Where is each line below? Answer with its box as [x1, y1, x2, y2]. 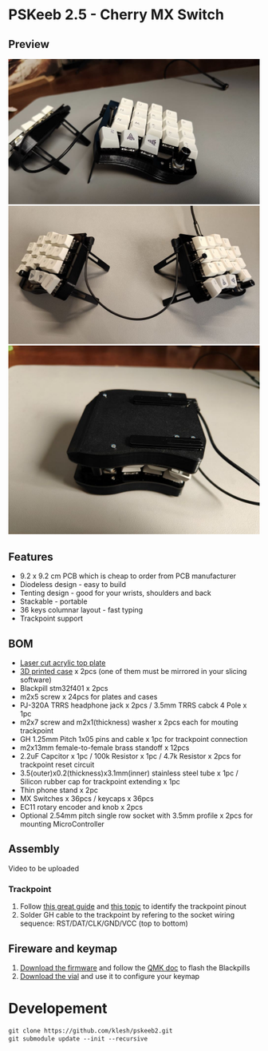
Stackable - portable [19, 597, 88, 606]
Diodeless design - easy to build [19, 580, 126, 589]
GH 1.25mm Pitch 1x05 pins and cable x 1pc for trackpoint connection [19, 735, 248, 744]
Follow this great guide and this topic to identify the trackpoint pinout [19, 902, 247, 911]
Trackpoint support [19, 613, 84, 624]
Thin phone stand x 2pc [19, 785, 98, 795]
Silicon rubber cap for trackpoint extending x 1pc [19, 777, 181, 787]
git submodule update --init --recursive [8, 1034, 148, 1043]
